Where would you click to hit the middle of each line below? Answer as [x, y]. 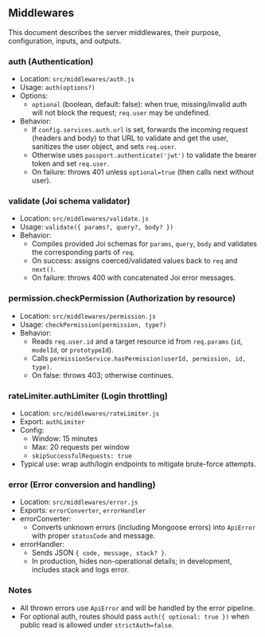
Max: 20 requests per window [80, 447]
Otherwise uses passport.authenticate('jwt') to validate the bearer [144, 155]
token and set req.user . [70, 163]
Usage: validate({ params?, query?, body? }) [96, 227]
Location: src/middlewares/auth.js [77, 79]
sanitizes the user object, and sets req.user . [104, 147]
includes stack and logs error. [80, 570]
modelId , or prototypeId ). [72, 349]
